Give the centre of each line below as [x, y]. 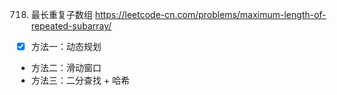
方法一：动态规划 [66, 46]
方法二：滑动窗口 [66, 68]
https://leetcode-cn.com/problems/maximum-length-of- [210, 14]
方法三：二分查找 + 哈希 [80, 80]
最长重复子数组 [61, 14]
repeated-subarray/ [71, 26]
